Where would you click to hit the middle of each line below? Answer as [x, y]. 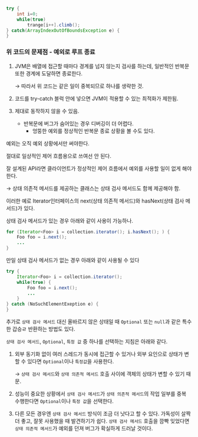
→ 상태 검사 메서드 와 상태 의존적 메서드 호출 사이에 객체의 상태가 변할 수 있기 [100, 374]
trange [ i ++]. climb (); [54, 25]
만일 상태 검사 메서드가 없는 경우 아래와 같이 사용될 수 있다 [73, 260]
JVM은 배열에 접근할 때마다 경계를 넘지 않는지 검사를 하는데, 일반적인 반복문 [102, 66]
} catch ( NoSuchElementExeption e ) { [52, 304]
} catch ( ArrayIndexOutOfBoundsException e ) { [63, 30]
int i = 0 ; [27, 14]
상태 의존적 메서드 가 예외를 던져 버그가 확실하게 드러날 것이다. [84, 428]
